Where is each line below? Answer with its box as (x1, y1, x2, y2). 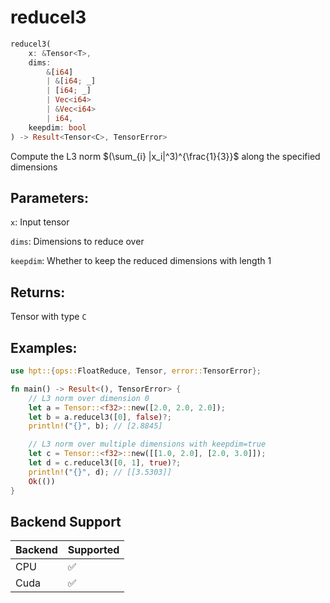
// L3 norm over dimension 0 (28, 393, 150, 403)
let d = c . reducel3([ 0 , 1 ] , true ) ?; (28, 458, 182, 468)
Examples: (10, 339, 78, 356)
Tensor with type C (10, 311, 87, 323)
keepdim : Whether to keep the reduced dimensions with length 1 (10, 255, 272, 267)
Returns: (10, 284, 66, 301)
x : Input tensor (10, 216, 70, 228)
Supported (67, 543, 120, 557)
